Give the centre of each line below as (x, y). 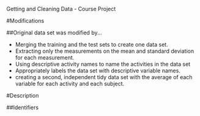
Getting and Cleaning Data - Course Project (61, 9)
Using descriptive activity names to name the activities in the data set (103, 64)
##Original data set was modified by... (54, 33)
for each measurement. (45, 57)
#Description (23, 95)
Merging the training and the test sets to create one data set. (91, 44)
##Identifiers (22, 107)
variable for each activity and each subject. (70, 83)
